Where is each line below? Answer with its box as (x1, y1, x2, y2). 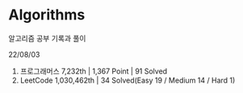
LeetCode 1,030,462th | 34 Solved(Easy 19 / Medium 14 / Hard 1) (19, 75, 236, 85)
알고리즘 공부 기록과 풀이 (8, 33, 86, 43)
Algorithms (8, 6, 86, 24)
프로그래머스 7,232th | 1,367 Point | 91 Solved (19, 66, 168, 76)
